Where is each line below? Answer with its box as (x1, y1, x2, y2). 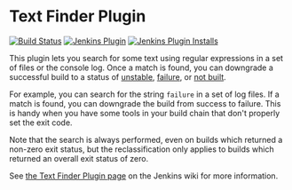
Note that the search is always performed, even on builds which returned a (9, 134, 283, 145)
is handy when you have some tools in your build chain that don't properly (9, 107, 280, 118)
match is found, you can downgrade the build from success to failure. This (9, 98, 281, 108)
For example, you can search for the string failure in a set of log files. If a (9, 89, 280, 99)
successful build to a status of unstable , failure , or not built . (9, 71, 226, 82)
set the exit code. (9, 117, 73, 128)
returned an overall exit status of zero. (9, 153, 149, 163)
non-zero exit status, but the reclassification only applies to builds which (9, 144, 274, 154)
